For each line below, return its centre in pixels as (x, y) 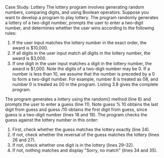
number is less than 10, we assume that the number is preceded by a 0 (83, 74)
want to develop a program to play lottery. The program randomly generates (82, 17)
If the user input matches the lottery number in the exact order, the (79, 43)
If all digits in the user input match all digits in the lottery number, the (81, 53)
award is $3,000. (29, 58)
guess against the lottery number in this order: (52, 120)
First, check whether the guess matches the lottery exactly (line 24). (81, 129)
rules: (11, 33)
